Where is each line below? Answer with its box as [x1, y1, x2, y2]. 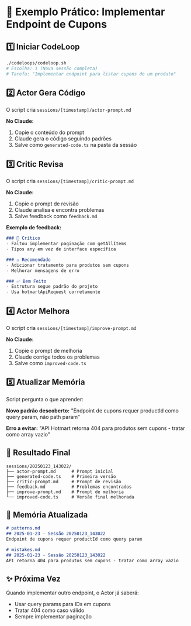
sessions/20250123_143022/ [6, 463, 72, 469]
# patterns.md [6, 525, 41, 531]
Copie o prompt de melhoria [14, 347, 82, 354]
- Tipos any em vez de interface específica [6, 246, 116, 252]
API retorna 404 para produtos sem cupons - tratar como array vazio [6, 558, 179, 563]
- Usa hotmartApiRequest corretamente [6, 289, 100, 295]
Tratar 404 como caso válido [14, 607, 85, 614]
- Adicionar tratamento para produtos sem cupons [6, 262, 130, 268]
